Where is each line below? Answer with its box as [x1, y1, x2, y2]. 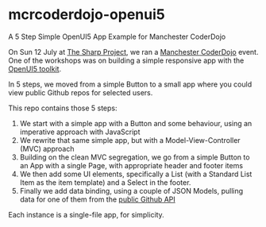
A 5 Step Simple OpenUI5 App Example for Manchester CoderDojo [8, 32, 226, 41]
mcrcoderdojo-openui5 [8, 6, 165, 24]
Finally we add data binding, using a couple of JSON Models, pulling [19, 186, 244, 195]
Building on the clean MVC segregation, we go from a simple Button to [19, 152, 250, 162]
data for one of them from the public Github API [19, 194, 176, 204]
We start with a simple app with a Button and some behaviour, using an [19, 118, 253, 128]
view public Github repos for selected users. [8, 87, 153, 97]
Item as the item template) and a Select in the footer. [19, 177, 191, 187]
